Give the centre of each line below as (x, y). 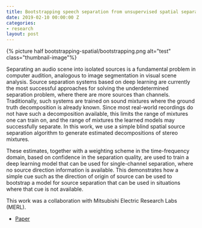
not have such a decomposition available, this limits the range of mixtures (97, 114)
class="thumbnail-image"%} (41, 58)
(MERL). (16, 207)
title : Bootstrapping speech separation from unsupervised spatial (93, 12)
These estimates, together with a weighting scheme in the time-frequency (98, 151)
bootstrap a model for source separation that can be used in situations (93, 183)
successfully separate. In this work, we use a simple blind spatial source (96, 127)
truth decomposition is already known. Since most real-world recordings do (100, 107)
